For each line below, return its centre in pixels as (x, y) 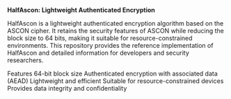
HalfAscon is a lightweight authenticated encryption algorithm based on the (115, 23)
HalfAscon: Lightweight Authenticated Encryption (81, 10)
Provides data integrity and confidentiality (67, 88)
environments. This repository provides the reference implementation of (110, 45)
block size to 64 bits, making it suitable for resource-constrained (100, 38)
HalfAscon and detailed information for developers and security (98, 53)
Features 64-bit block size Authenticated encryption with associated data (112, 73)
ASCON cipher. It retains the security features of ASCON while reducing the (116, 31)
